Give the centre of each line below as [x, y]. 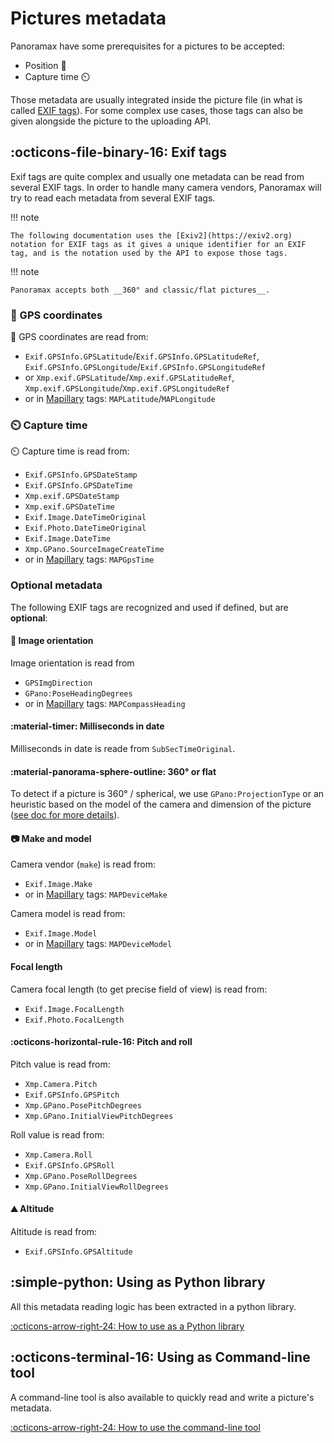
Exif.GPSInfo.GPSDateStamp [81, 475]
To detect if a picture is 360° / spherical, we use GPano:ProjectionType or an [167, 794]
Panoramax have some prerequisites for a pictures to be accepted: [147, 46]
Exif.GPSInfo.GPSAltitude [78, 1252]
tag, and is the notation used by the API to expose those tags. [149, 253]
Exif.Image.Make [58, 885]
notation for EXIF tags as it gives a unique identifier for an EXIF [158, 244]
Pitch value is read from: [60, 1064]
